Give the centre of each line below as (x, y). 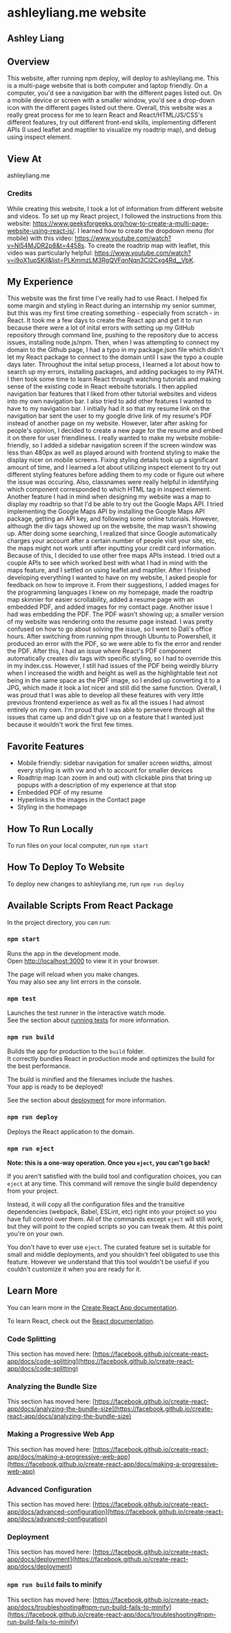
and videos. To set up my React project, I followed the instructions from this (114, 216)
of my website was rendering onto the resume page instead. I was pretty (110, 622)
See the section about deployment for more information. (87, 1100)
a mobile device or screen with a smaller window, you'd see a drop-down (111, 100)
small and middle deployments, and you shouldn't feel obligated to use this (113, 1255)
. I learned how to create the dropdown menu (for (144, 230)
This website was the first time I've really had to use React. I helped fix (108, 298)
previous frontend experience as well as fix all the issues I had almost (106, 703)
